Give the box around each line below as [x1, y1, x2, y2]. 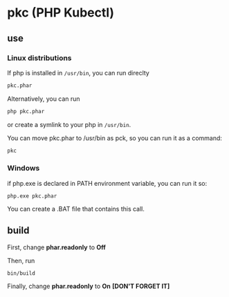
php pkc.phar [7, 108, 45, 115]
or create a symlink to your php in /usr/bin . [7, 120, 131, 128]
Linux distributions [7, 53, 72, 63]
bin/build [7, 269, 36, 277]
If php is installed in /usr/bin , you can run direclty [7, 68, 150, 77]
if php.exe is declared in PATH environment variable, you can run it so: [7, 179, 208, 187]
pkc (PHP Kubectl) [7, 5, 115, 21]
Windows [7, 164, 40, 173]
